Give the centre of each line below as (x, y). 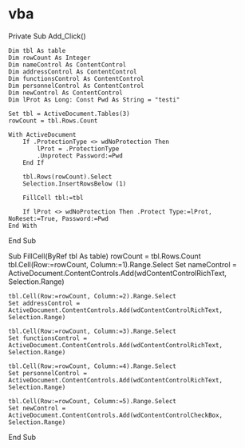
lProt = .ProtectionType (78, 149)
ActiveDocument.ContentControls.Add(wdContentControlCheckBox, (116, 415)
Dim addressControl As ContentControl (73, 72)
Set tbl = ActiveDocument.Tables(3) (69, 114)
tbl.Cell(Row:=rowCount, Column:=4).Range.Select (93, 366)
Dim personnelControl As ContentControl (77, 86)
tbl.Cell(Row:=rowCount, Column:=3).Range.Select (93, 331)
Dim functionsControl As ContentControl (77, 78)
